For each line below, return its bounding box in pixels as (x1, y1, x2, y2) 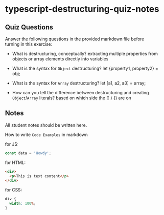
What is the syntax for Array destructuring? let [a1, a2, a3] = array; (12, 80, 146, 86)
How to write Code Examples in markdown (5, 132, 88, 137)
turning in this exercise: (5, 41, 52, 47)
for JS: (5, 141, 19, 147)
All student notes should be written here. (5, 122, 87, 128)
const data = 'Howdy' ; (5, 151, 51, 156)
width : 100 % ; (9, 201, 36, 206)
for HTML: (5, 160, 26, 165)
